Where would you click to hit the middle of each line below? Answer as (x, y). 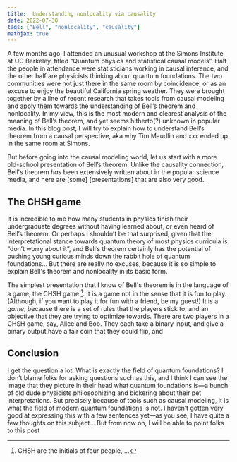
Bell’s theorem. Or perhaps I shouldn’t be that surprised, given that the (109, 234)
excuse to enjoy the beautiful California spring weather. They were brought (116, 91)
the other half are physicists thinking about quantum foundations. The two (115, 76)
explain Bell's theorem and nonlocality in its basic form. (87, 272)
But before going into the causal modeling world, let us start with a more (112, 157)
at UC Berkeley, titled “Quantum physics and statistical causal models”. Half (117, 61)
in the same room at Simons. (49, 144)
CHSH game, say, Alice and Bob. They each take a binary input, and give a (116, 323)
